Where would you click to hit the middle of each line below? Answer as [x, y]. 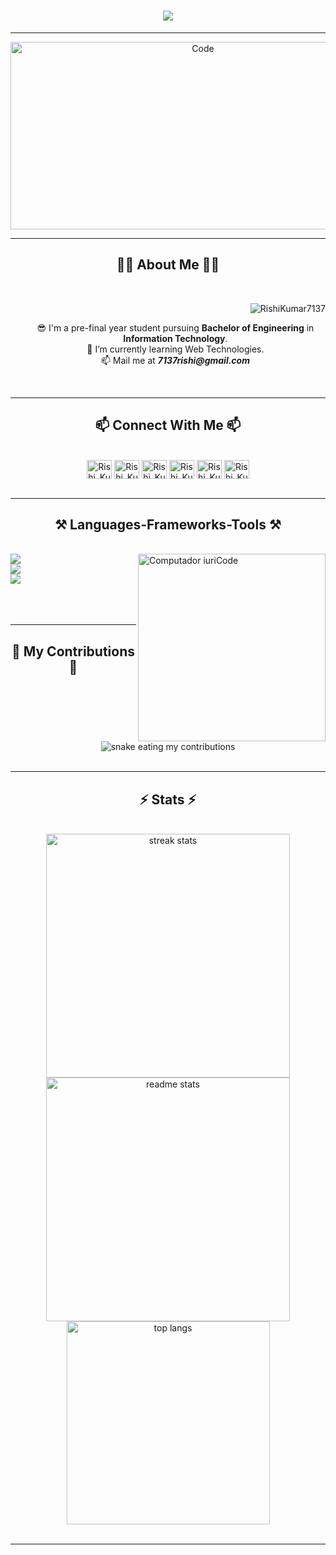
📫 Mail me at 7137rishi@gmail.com [175, 360]
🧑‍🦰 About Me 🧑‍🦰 [168, 265]
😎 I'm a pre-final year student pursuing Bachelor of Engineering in [175, 327]
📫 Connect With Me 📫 [168, 425]
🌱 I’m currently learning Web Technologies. [175, 349]
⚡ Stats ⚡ [168, 799]
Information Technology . [175, 338]
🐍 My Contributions [73, 651]
